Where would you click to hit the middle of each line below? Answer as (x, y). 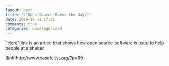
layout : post (19, 10)
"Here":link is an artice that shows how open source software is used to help (85, 43)
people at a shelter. (25, 48)
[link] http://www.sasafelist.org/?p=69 (44, 58)
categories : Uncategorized (34, 29)
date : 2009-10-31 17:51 (30, 19)
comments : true (21, 24)
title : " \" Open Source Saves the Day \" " (48, 15)
